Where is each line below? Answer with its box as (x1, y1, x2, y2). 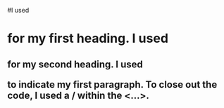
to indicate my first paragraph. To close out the (7, 79, 218, 90)
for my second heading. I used (7, 58, 143, 70)
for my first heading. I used (7, 31, 169, 46)
